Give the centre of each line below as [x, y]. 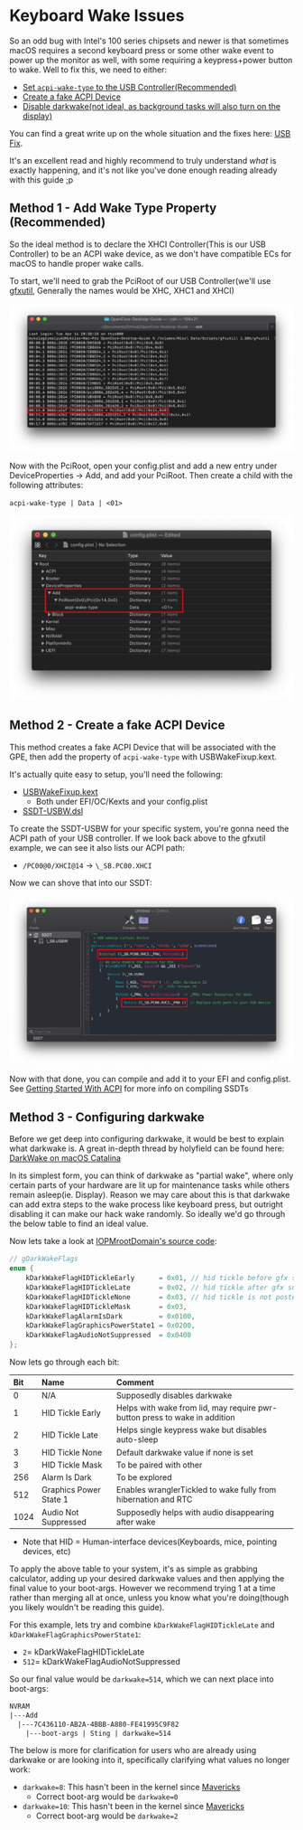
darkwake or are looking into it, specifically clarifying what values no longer [150, 1760]
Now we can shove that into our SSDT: [81, 882]
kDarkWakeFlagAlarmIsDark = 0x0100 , [110, 1316]
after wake [136, 1522]
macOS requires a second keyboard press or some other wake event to [142, 50]
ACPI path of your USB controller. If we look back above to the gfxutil [138, 838]
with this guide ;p [41, 179]
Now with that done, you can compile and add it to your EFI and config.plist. [150, 1079]
